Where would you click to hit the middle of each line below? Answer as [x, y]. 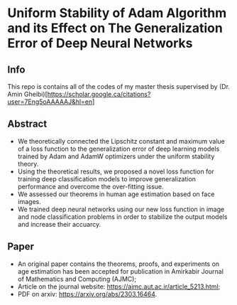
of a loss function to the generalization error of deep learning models [118, 149]
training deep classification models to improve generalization [107, 178]
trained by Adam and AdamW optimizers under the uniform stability [116, 156]
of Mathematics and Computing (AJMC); [77, 279]
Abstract [27, 124]
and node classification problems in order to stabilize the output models [122, 216]
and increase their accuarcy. [59, 224]
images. [29, 201]
